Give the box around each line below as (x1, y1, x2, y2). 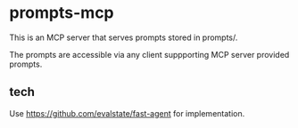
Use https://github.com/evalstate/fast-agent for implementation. (9, 108, 245, 118)
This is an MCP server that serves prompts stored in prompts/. (9, 32, 238, 43)
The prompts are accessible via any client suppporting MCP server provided (9, 49, 290, 60)
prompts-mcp (9, 3, 114, 23)
